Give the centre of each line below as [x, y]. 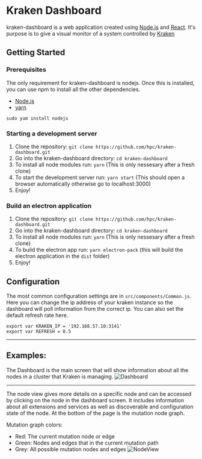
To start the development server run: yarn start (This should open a [100, 177]
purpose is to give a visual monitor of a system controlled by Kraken [90, 33]
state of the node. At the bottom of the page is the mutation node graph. [96, 413]
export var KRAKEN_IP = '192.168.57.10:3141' [64, 326]
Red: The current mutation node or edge [65, 436]
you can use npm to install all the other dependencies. [73, 89]
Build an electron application [49, 205]
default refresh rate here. [37, 315]
